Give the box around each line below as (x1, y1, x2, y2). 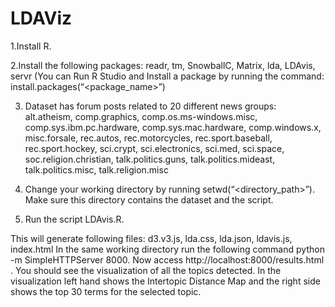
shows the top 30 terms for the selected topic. (10, 285, 202, 297)
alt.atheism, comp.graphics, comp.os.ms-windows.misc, (24, 110, 258, 122)
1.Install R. (10, 40, 52, 52)
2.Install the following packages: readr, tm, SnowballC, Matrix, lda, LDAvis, (10, 59, 316, 71)
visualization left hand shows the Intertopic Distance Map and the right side (10, 275, 321, 287)
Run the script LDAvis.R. (24, 213, 125, 225)
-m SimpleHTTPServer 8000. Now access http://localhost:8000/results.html (10, 253, 325, 266)
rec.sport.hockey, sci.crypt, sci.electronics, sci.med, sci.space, (24, 142, 285, 154)
